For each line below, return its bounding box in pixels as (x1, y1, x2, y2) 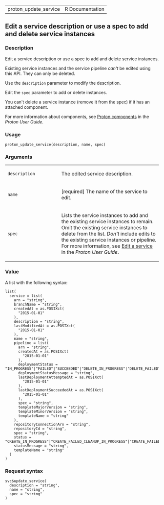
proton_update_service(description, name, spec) (5, 142, 106, 147)
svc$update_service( (5, 479, 47, 483)
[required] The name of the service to (61, 188, 148, 195)
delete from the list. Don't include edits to (61, 230, 156, 237)
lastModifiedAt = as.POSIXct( (14, 323, 76, 328)
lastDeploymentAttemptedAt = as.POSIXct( (18, 375, 104, 380)
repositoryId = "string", (14, 426, 67, 431)
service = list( (9, 293, 42, 298)
